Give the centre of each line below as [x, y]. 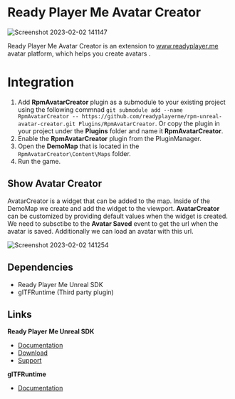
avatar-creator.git [47, 124]
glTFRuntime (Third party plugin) [66, 292]
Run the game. [39, 161]
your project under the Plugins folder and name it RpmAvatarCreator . [120, 131]
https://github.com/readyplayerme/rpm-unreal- [152, 116]
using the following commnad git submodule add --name [100, 109]
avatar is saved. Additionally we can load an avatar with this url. [100, 231]
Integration [41, 82]
